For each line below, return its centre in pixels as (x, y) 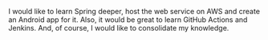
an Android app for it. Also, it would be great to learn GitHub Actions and (128, 20)
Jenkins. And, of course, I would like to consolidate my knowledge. (119, 28)
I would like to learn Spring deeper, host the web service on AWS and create (134, 11)
